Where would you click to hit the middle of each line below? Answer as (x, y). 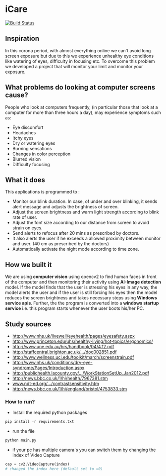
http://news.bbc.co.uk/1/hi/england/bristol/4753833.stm (70, 389)
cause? (17, 95)
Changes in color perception (41, 154)
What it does (25, 180)
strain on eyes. (28, 228)
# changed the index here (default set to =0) (54, 469)
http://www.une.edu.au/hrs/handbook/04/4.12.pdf (63, 346)
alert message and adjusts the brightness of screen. (65, 207)
